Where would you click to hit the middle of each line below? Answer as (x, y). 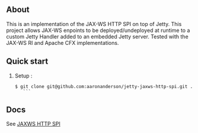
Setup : (23, 76)
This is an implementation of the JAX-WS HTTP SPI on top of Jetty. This (94, 24)
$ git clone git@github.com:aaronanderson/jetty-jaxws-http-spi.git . (104, 86)
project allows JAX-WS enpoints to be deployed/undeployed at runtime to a (98, 30)
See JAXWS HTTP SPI (33, 124)
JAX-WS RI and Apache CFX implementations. (63, 43)
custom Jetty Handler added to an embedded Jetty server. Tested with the (97, 36)
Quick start (27, 61)
